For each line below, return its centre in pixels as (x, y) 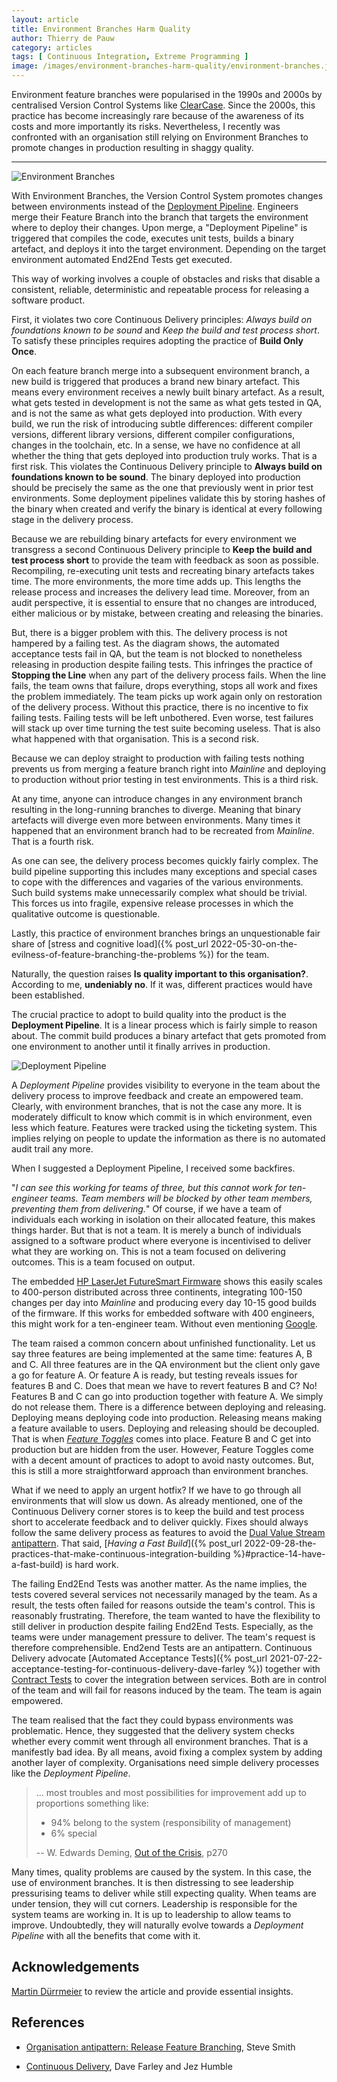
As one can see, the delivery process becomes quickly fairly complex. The (165, 860)
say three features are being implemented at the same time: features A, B (162, 1354)
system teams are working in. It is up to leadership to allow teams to (151, 1914)
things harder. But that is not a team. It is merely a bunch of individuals (156, 1230)
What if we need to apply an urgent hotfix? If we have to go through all (156, 1490)
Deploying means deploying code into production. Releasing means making (167, 1417)
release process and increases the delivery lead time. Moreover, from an (160, 592)
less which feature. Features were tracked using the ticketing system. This (164, 1127)
